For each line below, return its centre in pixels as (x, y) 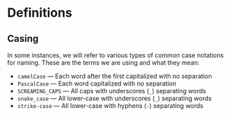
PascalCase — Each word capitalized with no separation (97, 84)
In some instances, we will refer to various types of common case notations (115, 55)
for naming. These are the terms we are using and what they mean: (103, 63)
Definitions (40, 13)
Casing (23, 39)
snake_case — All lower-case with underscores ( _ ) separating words (114, 98)
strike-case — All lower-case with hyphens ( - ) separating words (110, 106)
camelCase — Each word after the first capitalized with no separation (114, 76)
